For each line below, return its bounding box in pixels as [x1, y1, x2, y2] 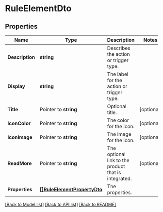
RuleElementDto [5, 3, 72, 14]
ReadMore [7, 160, 32, 166]
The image [107, 131, 131, 137]
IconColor [7, 120, 31, 127]
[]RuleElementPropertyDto [39, 186, 103, 193]
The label [107, 71, 129, 78]
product [107, 163, 125, 170]
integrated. [107, 175, 132, 182]
